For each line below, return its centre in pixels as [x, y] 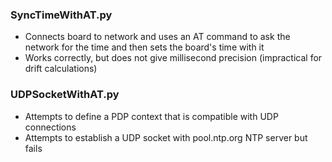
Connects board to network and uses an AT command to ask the [157, 37]
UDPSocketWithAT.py [65, 95]
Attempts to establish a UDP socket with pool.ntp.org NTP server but [166, 137]
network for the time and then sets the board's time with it [144, 47]
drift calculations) [61, 69]
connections [50, 127]
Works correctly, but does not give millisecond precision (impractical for [173, 58]
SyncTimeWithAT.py [61, 15]
